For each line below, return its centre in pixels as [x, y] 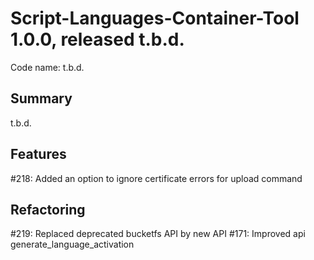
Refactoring [48, 209]
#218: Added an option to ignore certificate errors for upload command [156, 178]
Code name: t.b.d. [47, 67]
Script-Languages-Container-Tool [155, 18]
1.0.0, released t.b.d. [97, 39]
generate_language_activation [72, 244]
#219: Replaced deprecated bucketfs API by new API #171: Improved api [158, 234]
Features [38, 154]
